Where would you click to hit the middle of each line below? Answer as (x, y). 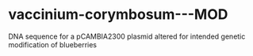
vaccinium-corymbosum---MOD (118, 15)
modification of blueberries (53, 44)
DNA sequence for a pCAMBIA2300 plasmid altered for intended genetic (127, 36)
